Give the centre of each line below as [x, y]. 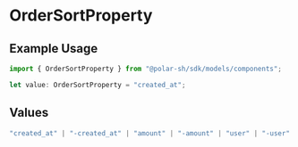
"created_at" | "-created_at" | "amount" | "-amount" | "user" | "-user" [150, 133]
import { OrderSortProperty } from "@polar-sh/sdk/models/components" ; [145, 69]
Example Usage [54, 49]
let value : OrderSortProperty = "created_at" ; [98, 85]
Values [29, 113]
